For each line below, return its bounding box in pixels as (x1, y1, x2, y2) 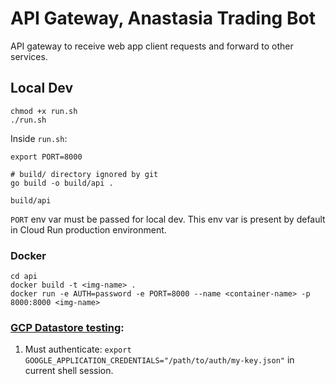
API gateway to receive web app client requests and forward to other (10, 40, 294, 52)
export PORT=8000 (10, 152, 83, 162)
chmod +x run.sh (10, 106, 78, 116)
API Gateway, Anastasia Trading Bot (10, 7, 316, 30)
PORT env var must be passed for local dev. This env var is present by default (10, 213, 326, 225)
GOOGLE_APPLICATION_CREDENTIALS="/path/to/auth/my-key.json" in (24, 354, 295, 366)
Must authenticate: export (24, 343, 132, 356)
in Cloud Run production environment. (10, 223, 167, 236)
